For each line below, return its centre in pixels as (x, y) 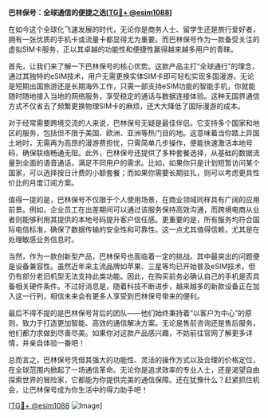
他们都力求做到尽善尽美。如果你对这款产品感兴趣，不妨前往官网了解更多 (127, 333)
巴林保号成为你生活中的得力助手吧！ (89, 390)
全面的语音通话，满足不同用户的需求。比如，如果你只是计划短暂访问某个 (141, 163)
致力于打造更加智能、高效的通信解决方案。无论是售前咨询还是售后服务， (141, 323)
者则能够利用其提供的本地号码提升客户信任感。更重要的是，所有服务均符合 (130, 219)
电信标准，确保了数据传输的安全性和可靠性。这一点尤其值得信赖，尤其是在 (137, 229)
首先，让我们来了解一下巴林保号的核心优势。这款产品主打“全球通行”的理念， (134, 66)
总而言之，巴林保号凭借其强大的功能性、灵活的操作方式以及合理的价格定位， (134, 360)
